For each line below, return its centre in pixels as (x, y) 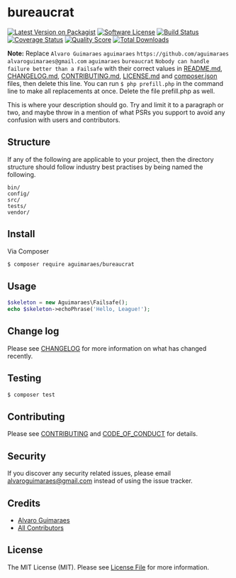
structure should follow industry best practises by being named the (105, 167)
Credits (24, 503)
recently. (20, 356)
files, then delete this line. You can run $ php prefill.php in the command (116, 83)
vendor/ (19, 212)
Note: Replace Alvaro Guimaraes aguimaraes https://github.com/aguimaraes (118, 53)
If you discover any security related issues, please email (89, 474)
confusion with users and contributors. (64, 120)
